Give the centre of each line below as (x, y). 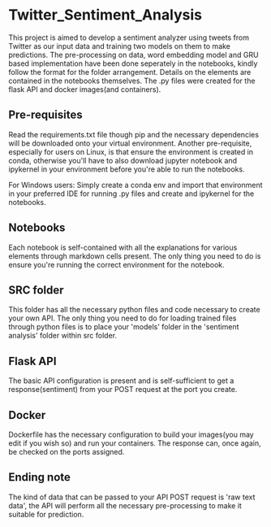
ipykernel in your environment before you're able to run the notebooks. (127, 169)
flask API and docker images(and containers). (85, 89)
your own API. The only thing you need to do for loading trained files (123, 318)
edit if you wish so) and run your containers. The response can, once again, (135, 443)
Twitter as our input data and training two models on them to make (120, 46)
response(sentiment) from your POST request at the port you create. (123, 390)
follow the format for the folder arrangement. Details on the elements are (130, 72)
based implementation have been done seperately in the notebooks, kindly (133, 63)
